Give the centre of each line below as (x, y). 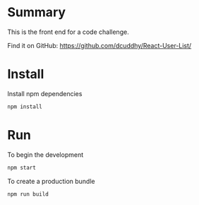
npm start (22, 168)
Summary (36, 12)
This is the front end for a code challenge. (68, 32)
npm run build (28, 194)
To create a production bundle (51, 181)
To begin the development (46, 154)
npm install (25, 107)
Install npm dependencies (45, 93)
